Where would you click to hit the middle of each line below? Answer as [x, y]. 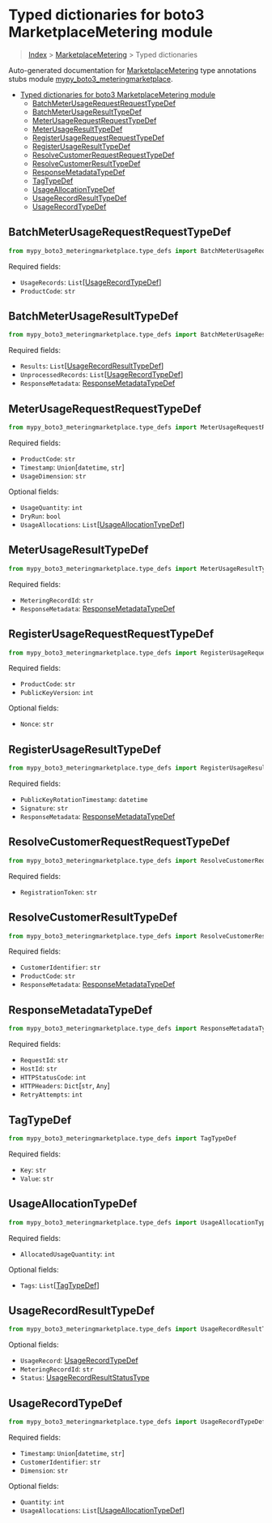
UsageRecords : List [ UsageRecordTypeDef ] [91, 282]
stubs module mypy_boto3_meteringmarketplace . [91, 79]
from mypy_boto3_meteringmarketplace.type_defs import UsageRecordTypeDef [137, 1422]
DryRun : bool [40, 516]
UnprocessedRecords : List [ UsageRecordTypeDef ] [102, 375]
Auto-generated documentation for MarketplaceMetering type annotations [132, 70]
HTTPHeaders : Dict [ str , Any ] [65, 1086]
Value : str [37, 1178]
